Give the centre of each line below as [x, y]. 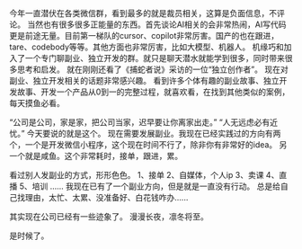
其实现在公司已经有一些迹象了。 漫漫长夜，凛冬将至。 [109, 217]
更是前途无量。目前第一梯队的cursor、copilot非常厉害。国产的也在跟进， [144, 36]
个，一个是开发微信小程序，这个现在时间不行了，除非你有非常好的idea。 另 [148, 145]
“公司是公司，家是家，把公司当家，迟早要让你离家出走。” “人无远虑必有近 [144, 122]
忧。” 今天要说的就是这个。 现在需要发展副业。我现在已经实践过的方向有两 [145, 133]
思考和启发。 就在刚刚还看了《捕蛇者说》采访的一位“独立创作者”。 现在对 [153, 69]
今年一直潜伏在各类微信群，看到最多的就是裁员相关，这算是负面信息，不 [143, 13]
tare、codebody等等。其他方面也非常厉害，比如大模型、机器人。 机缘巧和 [147, 47]
